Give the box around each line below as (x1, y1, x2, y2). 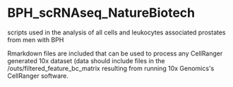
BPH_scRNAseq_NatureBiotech (7, 5, 196, 21)
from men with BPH (7, 35, 64, 43)
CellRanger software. (7, 72, 69, 80)
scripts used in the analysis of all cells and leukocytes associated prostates (7, 28, 226, 36)
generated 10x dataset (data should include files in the (7, 56, 165, 65)
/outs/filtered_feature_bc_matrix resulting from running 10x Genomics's (7, 64, 215, 72)
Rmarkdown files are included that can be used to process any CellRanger (7, 49, 223, 58)
